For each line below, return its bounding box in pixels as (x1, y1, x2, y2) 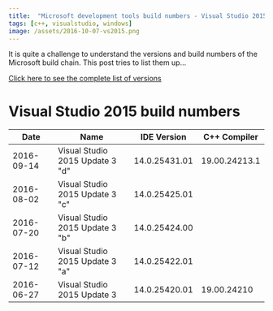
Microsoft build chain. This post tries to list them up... (8, 58, 187, 67)
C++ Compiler (202, 132, 258, 143)
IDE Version (140, 132, 187, 143)
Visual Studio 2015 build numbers (8, 102, 241, 120)
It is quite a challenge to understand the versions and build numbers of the (8, 50, 258, 59)
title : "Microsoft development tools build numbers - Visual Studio (8, 11, 249, 20)
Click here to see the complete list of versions (8, 74, 162, 84)
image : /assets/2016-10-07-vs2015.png (8, 27, 140, 35)
